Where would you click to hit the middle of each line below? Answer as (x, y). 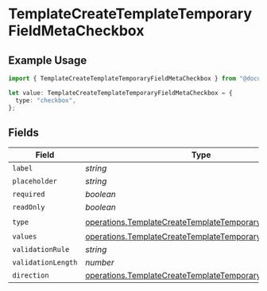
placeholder (35, 181)
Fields (24, 132)
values (25, 237)
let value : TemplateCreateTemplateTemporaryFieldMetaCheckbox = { (120, 92)
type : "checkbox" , (46, 100)
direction (31, 275)
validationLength (45, 263)
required (29, 195)
